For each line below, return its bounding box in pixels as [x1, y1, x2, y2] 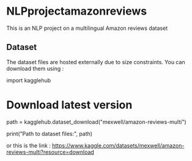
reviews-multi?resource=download [6, 148, 95, 156]
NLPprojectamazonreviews [6, 4, 147, 18]
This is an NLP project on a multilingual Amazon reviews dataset [6, 24, 168, 32]
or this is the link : [6, 141, 51, 149]
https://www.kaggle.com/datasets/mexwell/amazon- [51, 141, 185, 149]
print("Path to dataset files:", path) [6, 130, 93, 137]
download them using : [6, 65, 64, 72]
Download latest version [6, 98, 133, 112]
